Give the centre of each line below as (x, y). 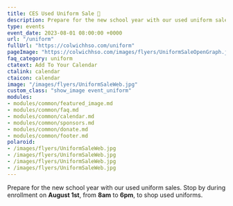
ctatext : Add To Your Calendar (52, 65)
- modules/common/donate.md (48, 129)
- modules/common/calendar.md (51, 116)
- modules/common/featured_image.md (60, 104)
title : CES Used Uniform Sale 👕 (54, 13)
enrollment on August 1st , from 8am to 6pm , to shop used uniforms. (105, 195)
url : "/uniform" (31, 39)
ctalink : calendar (34, 71)
